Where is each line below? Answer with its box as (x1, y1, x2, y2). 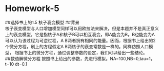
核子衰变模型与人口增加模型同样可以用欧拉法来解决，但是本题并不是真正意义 (5, 25, 159, 31)
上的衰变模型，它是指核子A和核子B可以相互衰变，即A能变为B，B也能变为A (5, 31, 155, 37)
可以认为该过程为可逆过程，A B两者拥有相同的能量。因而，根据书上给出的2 (5, 37, 156, 43)
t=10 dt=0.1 (5, 61, 27, 67)
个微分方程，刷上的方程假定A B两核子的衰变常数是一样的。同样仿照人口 (5, 43, 149, 49)
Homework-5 (5, 3, 60, 14)
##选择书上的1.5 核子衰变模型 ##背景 (5, 19, 80, 25)
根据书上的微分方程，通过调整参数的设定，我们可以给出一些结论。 (14, 49, 147, 56)
